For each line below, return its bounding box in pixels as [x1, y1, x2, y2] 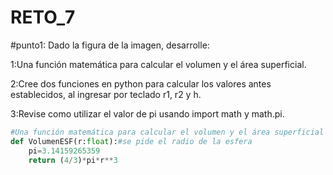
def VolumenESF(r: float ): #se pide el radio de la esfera [10, 136, 253, 146]
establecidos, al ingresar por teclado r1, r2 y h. [10, 88, 202, 100]
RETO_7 [10, 6, 76, 29]
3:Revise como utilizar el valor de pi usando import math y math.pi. [10, 107, 285, 120]
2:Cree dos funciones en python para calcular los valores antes [10, 77, 272, 90]
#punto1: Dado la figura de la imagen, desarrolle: [10, 39, 210, 51]
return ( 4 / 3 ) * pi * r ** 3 [28, 155, 118, 165]
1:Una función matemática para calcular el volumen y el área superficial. [10, 58, 307, 70]
